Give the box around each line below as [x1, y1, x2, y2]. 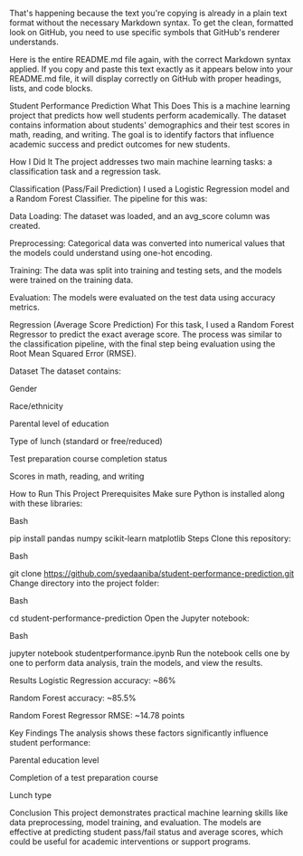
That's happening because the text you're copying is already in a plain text [9, 8, 288, 18]
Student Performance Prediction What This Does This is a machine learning [9, 100, 291, 111]
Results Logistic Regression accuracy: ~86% [9, 675, 176, 686]
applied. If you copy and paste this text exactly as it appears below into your [9, 63, 294, 74]
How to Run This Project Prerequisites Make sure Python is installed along [9, 489, 285, 499]
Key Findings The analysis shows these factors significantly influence [9, 728, 269, 738]
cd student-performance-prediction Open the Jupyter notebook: [9, 613, 251, 623]
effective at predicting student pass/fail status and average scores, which [9, 827, 283, 837]
